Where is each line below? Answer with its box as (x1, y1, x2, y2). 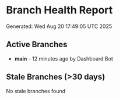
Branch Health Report (6, 3, 113, 17)
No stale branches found (6, 87, 66, 94)
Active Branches (6, 40, 68, 49)
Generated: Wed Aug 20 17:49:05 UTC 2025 (6, 23, 113, 30)
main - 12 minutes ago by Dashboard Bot (14, 55, 114, 62)
